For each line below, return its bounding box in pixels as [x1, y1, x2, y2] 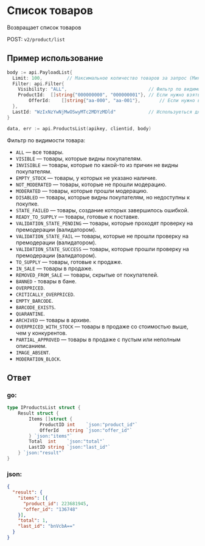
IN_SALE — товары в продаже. [15, 264, 93, 272]
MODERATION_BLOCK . [15, 355, 61, 362]
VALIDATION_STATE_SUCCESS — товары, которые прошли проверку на [15, 245, 189, 252]
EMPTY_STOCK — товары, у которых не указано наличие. [15, 174, 158, 181]
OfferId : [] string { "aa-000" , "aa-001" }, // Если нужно [29, 98, 195, 104]
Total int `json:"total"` [29, 438, 105, 444]
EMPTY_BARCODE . [15, 297, 54, 304]
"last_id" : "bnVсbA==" [18, 524, 75, 530]
